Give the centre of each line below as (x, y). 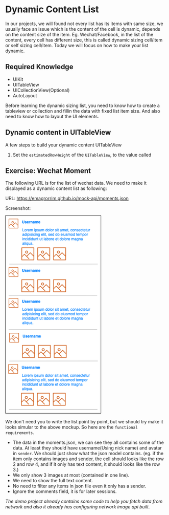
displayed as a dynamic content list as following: (56, 188)
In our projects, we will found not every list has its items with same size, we (84, 24)
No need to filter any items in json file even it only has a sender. (79, 486)
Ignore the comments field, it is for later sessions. (65, 491)
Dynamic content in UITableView (58, 132)
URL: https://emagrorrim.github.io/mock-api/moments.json (67, 199)
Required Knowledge (39, 67)
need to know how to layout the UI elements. (52, 116)
